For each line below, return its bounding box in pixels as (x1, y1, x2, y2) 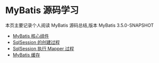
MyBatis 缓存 (12, 51, 40, 58)
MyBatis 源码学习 (5, 5, 79, 16)
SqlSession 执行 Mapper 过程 (12, 45, 74, 51)
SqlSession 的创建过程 (12, 39, 60, 45)
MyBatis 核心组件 (12, 33, 49, 39)
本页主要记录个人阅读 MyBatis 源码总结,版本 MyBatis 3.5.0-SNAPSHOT (5, 22, 154, 28)
